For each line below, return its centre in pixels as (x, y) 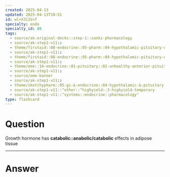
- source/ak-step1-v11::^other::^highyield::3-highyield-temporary (82, 90)
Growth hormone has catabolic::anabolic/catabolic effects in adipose (79, 138)
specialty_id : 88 (24, 29)
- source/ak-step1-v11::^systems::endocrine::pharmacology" (74, 95)
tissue (12, 144)
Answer (22, 169)
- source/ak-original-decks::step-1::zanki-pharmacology (71, 38)
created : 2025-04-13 (27, 10)
